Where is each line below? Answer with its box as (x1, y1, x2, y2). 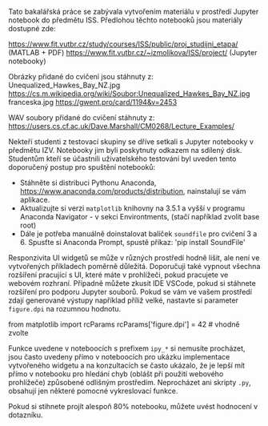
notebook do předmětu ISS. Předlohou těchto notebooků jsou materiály (8, 15, 243, 25)
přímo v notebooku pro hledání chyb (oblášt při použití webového (8, 369, 224, 379)
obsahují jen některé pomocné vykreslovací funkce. (8, 386, 178, 396)
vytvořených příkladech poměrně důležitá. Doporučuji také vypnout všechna (8, 262, 261, 271)
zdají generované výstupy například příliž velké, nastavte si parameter (8, 295, 238, 305)
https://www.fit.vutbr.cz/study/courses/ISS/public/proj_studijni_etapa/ (8, 39, 238, 49)
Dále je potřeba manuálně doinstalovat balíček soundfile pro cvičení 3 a (19, 229, 258, 239)
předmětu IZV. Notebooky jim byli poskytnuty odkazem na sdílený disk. (8, 146, 242, 155)
